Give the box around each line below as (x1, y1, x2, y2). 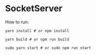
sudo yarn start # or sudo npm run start (5, 45, 92, 50)
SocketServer (5, 3, 63, 14)
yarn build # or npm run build (5, 37, 69, 42)
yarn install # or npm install (5, 28, 69, 33)
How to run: (5, 19, 29, 25)
